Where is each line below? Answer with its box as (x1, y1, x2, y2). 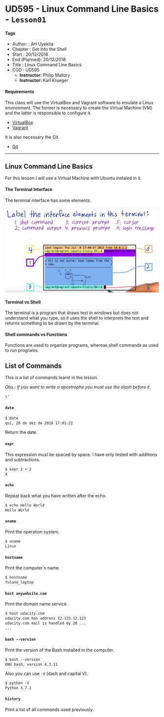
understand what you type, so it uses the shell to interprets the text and (5, 315, 149, 321)
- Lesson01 (5, 14, 46, 25)
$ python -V (5, 680, 29, 685)
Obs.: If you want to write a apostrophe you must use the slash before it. (5, 384, 151, 390)
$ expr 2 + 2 (5, 467, 32, 472)
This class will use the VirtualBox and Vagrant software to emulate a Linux (5, 99, 154, 106)
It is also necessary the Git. (5, 134, 60, 140)
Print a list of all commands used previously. (5, 706, 94, 712)
